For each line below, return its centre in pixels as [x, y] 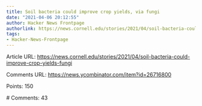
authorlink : [21, 28]
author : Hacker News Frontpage [45, 23]
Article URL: [21, 57]
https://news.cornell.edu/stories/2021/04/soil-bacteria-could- [114, 57]
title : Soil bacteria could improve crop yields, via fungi [83, 12]
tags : [13, 34]
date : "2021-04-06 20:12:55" [43, 17]
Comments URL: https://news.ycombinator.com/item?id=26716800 [89, 75]
